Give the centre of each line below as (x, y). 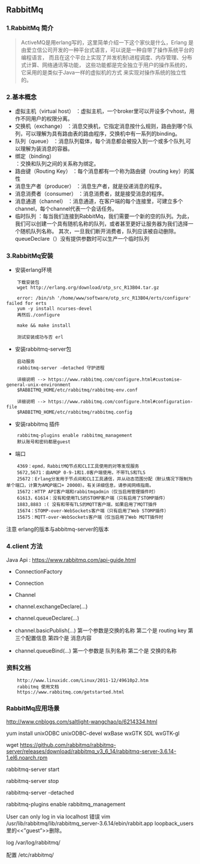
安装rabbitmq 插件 (37, 424)
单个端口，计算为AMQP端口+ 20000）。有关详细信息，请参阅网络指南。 (80, 486)
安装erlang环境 (33, 270)
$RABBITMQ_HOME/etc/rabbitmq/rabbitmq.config (75, 412)
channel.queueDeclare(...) (47, 618)
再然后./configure (39, 315)
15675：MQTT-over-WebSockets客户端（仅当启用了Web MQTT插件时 (90, 518)
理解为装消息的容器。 (46, 148)
